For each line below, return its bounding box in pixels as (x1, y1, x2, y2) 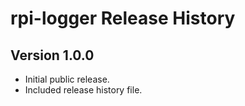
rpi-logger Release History (10, 7, 236, 30)
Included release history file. (24, 84, 143, 96)
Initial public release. (24, 73, 110, 85)
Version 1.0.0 (10, 47, 95, 64)
